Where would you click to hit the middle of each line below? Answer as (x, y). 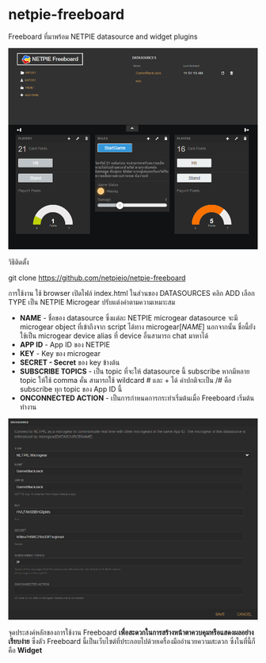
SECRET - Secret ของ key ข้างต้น (70, 362)
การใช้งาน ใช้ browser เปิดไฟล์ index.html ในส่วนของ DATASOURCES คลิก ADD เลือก (131, 293)
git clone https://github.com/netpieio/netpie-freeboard (97, 278)
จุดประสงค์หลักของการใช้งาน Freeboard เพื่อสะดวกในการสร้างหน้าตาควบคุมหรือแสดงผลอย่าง (131, 633)
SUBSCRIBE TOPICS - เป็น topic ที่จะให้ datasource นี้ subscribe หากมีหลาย (135, 371)
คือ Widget (25, 650)
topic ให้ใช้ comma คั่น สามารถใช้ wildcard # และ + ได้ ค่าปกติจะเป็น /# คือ (125, 380)
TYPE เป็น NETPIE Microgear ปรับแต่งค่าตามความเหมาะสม (92, 301)
